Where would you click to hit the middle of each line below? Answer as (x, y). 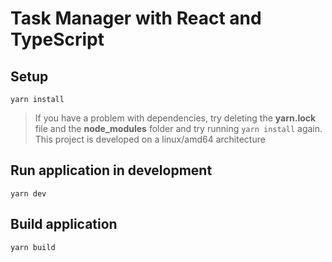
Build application (64, 224)
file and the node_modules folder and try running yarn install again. (178, 128)
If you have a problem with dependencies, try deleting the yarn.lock (175, 118)
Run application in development (111, 170)
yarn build (33, 247)
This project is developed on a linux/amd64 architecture (150, 139)
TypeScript (57, 39)
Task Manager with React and (136, 18)
